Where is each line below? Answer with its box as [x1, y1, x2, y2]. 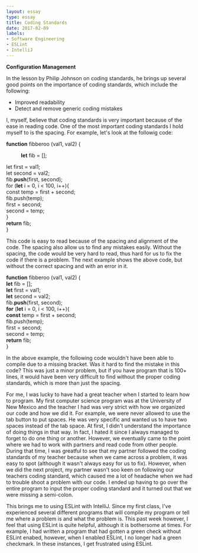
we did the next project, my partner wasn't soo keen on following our [6, 466, 174, 473]
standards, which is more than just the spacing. [6, 379, 122, 387]
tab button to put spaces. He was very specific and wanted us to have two [6, 415, 187, 423]
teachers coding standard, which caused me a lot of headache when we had [6, 472, 193, 479]
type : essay [6, 14, 35, 20]
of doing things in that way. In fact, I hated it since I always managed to [6, 428, 179, 436]
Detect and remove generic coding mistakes [14, 104, 123, 112]
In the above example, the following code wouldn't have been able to [6, 354, 174, 361]
